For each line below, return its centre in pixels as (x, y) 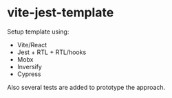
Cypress (29, 74)
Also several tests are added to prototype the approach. (86, 87)
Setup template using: (38, 32)
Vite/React (32, 45)
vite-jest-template (61, 13)
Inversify (30, 66)
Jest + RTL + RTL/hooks (52, 52)
